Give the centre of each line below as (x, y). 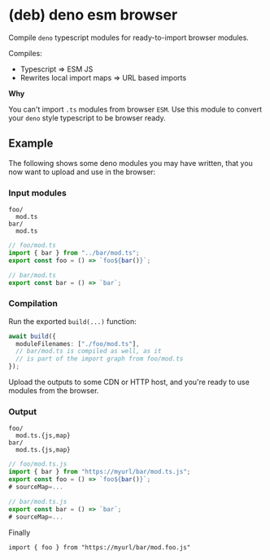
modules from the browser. (54, 391)
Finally (20, 532)
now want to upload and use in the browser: (82, 172)
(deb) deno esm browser (93, 15)
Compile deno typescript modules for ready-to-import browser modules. (129, 37)
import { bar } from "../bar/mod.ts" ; (74, 253)
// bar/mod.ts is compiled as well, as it (89, 352)
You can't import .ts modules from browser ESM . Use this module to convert (135, 109)
